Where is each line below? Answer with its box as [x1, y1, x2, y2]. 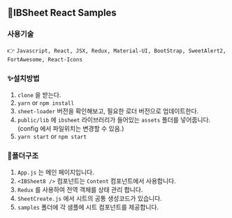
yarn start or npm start [17, 132, 87, 140]
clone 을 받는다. [17, 90, 61, 99]
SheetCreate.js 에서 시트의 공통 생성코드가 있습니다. [17, 194, 162, 203]
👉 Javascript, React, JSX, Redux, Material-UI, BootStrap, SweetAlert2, [7, 46, 226, 54]
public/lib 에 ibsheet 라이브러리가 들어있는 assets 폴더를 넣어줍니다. [17, 115, 211, 124]
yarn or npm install [17, 99, 75, 107]
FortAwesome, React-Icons [7, 56, 82, 63]
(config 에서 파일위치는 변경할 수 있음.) [17, 124, 124, 133]
